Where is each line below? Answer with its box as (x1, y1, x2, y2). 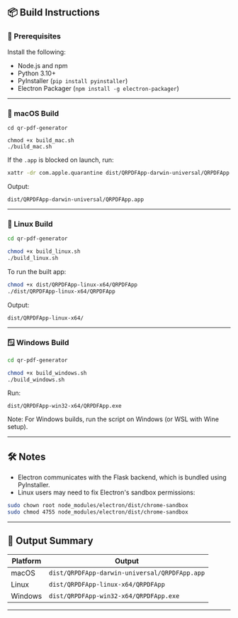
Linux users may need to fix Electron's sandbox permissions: (17, 488, 195, 497)
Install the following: (7, 48, 66, 56)
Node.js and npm (17, 61, 68, 70)
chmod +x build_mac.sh (7, 136, 74, 144)
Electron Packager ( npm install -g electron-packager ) (17, 84, 179, 92)
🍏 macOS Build (7, 108, 59, 118)
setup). (7, 423, 28, 431)
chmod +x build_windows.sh (7, 369, 87, 376)
